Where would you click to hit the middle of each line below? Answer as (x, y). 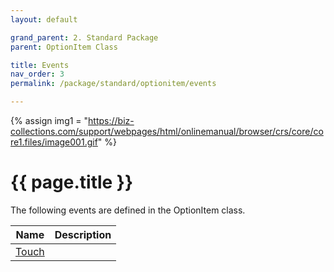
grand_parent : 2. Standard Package (84, 37)
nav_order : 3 (37, 74)
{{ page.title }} (72, 182)
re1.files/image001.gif (54, 142)
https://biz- (111, 120)
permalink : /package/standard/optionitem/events (113, 84)
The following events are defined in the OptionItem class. (128, 210)
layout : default (44, 19)
